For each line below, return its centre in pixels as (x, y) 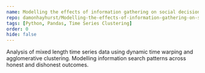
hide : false (21, 35)
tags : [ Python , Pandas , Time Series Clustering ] (69, 23)
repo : (13, 18)
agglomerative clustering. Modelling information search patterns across (96, 58)
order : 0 (17, 29)
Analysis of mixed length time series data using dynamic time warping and (100, 52)
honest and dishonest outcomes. (48, 65)
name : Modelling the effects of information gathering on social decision (103, 12)
